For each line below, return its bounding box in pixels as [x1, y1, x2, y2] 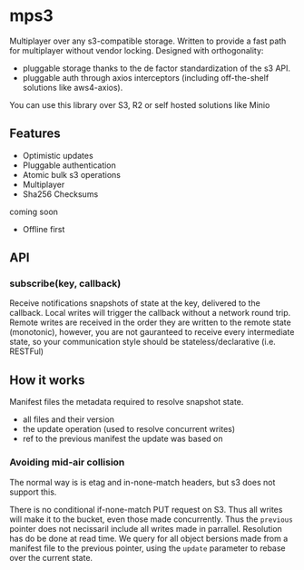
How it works [9, 372, 85, 388]
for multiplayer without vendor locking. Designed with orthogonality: [9, 44, 264, 55]
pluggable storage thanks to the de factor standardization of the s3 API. [22, 63, 291, 74]
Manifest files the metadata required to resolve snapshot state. [9, 397, 244, 408]
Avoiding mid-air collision [9, 456, 125, 468]
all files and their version [22, 414, 115, 425]
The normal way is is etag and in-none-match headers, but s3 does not [9, 477, 276, 487]
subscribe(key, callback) [9, 278, 122, 290]
